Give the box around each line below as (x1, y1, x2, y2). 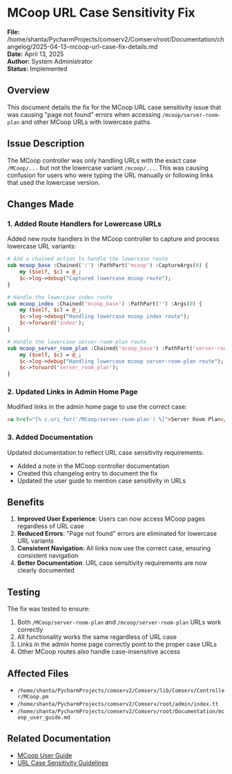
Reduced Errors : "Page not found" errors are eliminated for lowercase (17, 530, 217, 538)
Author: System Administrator (7, 57, 93, 65)
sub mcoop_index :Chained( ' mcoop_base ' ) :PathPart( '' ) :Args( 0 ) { (7, 300, 202, 307)
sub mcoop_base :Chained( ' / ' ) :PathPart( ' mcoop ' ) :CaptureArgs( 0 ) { (7, 262, 209, 269)
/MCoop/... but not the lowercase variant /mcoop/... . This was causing (7, 163, 209, 172)
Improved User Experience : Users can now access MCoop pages (17, 514, 206, 523)
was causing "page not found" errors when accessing (7, 110, 161, 118)
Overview (7, 84, 50, 96)
